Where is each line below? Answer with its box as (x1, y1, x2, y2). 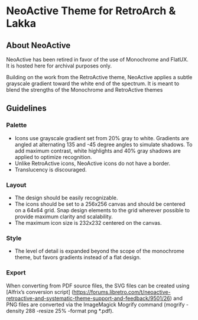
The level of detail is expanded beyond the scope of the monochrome (14, 247, 184, 255)
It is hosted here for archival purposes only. (6, 62, 112, 69)
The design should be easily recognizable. (14, 194, 118, 201)
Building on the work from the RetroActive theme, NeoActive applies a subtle (6, 74, 193, 80)
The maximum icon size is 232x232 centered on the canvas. (14, 219, 162, 226)
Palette (6, 121, 27, 130)
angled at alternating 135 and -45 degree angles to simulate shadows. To (14, 141, 193, 148)
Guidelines (6, 104, 47, 114)
